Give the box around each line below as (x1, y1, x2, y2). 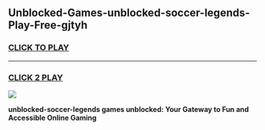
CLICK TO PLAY (8, 43, 69, 54)
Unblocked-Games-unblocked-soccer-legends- (8, 6, 251, 20)
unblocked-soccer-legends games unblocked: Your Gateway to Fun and (8, 104, 249, 113)
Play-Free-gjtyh (8, 19, 88, 32)
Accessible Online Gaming (8, 113, 97, 122)
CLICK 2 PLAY (8, 72, 63, 83)
